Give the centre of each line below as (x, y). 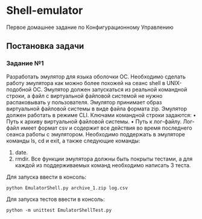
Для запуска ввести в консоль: (46, 177)
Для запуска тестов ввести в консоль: (55, 199)
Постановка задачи (45, 46)
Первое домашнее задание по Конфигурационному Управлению (90, 27)
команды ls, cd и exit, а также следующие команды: (73, 141)
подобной (19, 89)
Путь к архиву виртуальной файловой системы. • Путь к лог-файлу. (94, 121)
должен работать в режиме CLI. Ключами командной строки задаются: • (101, 115)
